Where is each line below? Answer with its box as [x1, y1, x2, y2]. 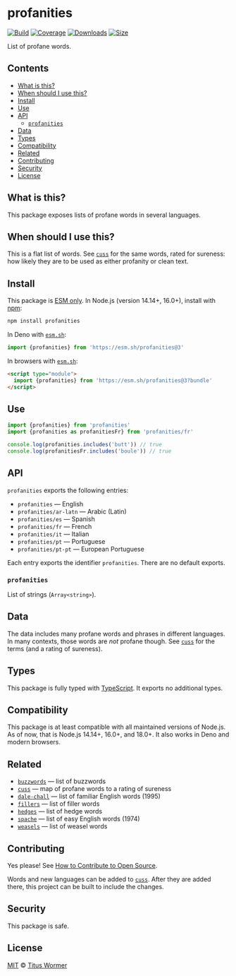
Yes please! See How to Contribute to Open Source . [7, 862, 158, 870]
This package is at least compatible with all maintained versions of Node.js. [7, 722, 226, 732]
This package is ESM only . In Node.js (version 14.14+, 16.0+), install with [7, 297, 216, 305]
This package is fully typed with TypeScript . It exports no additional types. [7, 684, 223, 692]
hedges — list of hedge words [17, 807, 103, 816]
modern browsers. [7, 738, 61, 746]
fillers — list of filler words [17, 799, 100, 808]
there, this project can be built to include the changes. [7, 883, 164, 891]
